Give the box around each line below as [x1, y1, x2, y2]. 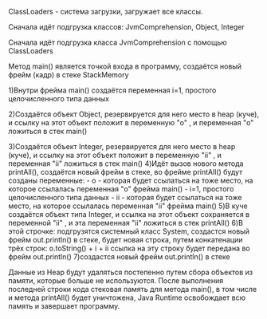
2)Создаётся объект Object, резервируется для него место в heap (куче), [8, 109, 259, 119]
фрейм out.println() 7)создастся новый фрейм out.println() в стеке [8, 252, 230, 262]
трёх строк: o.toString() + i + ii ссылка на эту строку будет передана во [8, 243, 250, 253]
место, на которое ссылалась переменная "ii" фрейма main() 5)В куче [8, 201, 249, 211]
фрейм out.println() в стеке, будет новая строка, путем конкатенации [8, 235, 243, 244]
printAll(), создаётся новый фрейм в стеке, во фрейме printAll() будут [8, 167, 243, 176]
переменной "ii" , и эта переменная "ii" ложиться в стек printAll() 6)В [8, 219, 243, 227]
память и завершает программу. [8, 301, 120, 310]
